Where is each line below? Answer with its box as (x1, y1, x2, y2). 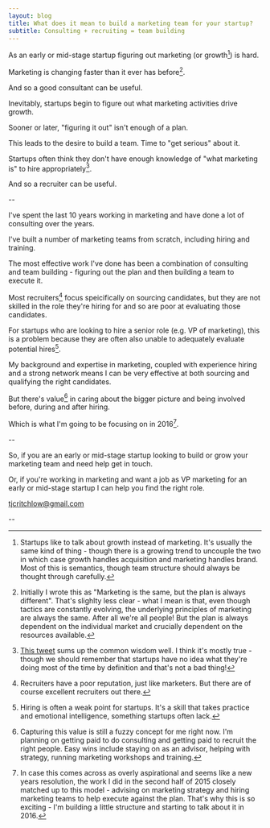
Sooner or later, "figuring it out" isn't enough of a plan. (8, 122, 189, 132)
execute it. (8, 275, 43, 286)
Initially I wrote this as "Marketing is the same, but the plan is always (19, 587, 247, 597)
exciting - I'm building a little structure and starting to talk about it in (19, 802, 245, 812)
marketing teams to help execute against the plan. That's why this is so (19, 793, 256, 803)
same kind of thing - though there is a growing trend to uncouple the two (19, 545, 261, 556)
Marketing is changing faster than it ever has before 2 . (8, 66, 186, 77)
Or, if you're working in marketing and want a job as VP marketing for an (8, 474, 247, 484)
